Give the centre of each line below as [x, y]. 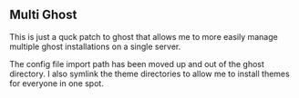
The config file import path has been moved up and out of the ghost [137, 64]
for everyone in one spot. [57, 83]
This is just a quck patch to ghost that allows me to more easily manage [144, 36]
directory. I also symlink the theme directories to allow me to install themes [149, 73]
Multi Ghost [43, 15]
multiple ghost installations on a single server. [95, 46]
